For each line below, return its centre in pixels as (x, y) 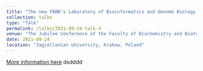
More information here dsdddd (44, 62)
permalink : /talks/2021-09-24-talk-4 (54, 28)
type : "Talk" (23, 23)
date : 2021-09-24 (28, 39)
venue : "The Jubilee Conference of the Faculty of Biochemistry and (94, 34)
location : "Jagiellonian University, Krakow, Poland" (76, 45)
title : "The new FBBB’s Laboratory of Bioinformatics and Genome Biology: (102, 12)
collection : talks (29, 17)
